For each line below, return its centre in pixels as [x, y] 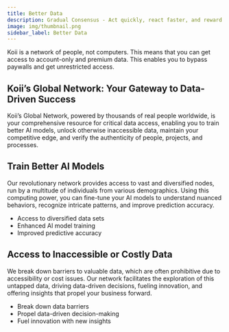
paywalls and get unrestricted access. [61, 67]
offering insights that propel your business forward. [80, 293]
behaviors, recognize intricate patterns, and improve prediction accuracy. [111, 205]
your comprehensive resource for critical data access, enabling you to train [113, 123]
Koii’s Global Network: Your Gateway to [93, 88]
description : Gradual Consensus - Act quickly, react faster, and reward [115, 20]
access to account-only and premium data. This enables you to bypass [107, 60]
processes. [23, 145]
